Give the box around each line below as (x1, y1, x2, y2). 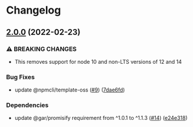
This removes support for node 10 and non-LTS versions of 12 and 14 (14, 58, 182, 65)
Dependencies (6, 101, 49, 109)
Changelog (6, 4, 61, 17)
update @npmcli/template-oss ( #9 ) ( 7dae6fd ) (14, 86, 125, 93)
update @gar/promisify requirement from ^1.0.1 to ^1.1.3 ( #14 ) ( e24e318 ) (14, 115, 188, 122)
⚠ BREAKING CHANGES (6, 45, 77, 53)
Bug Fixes (6, 73, 35, 81)
